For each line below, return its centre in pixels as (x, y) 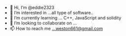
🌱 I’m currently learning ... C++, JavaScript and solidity (65, 18)
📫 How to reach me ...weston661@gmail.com (56, 28)
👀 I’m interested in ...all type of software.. (52, 13)
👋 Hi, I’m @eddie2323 (32, 8)
